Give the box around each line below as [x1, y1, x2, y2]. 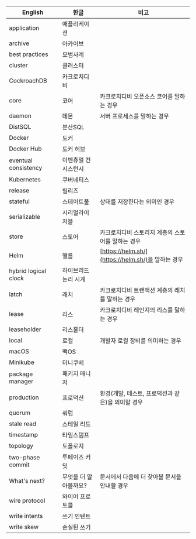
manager [9, 377, 34, 385]
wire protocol [9, 497, 45, 504]
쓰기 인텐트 [62, 512, 91, 520]
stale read [9, 420, 37, 428]
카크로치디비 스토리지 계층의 [100, 228, 173, 236]
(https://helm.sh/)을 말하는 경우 [100, 256, 184, 263]
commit [9, 461, 30, 469]
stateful [9, 197, 30, 205]
